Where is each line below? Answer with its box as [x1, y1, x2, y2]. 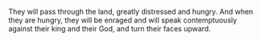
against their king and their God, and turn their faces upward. [8, 24, 211, 33]
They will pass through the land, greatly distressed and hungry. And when [8, 7, 254, 16]
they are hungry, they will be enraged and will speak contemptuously [8, 15, 238, 25]
